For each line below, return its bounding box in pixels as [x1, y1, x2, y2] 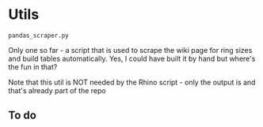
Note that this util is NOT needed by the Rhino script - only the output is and [8, 77, 256, 87]
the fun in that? [8, 62, 58, 72]
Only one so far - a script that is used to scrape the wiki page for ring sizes [8, 45, 253, 54]
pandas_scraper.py [8, 32, 69, 39]
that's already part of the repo [8, 85, 106, 95]
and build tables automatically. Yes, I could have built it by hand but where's [8, 54, 256, 63]
